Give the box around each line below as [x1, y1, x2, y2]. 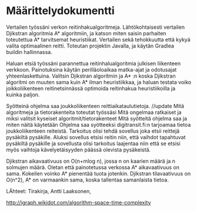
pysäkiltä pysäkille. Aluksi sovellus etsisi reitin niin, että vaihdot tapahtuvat [6, 133, 186, 140]
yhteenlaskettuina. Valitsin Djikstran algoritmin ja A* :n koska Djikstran [6, 72, 176, 79]
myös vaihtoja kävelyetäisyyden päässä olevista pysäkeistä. [6, 146, 151, 153]
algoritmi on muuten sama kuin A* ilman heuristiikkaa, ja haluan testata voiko [6, 78, 192, 86]
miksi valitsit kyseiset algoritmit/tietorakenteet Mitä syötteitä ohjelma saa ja [6, 115, 187, 122]
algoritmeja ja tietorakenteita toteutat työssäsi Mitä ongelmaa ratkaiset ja [6, 109, 182, 116]
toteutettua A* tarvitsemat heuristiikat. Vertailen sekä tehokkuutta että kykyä [6, 36, 191, 43]
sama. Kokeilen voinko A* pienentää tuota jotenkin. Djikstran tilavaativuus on [6, 170, 191, 177]
